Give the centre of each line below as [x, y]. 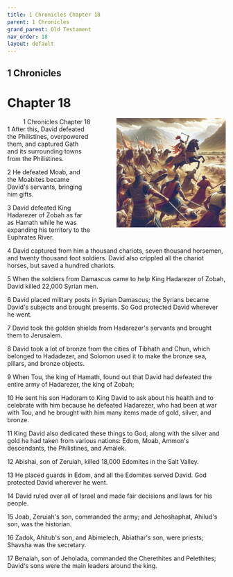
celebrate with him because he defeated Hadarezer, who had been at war [112, 405]
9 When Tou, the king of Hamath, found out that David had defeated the [110, 377]
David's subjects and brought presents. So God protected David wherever [113, 307]
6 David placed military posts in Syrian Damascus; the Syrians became [108, 300]
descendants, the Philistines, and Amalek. [67, 449]
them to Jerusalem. [35, 335]
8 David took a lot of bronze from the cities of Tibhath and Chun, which [109, 349]
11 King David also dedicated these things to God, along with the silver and [113, 433]
